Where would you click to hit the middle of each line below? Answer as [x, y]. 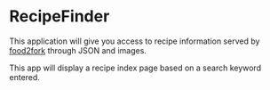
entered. [24, 77]
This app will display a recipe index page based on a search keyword [135, 68]
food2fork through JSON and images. [78, 50]
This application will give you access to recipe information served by [135, 41]
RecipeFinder [60, 16]
